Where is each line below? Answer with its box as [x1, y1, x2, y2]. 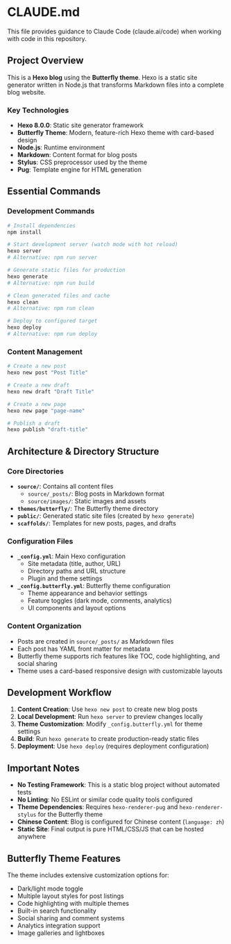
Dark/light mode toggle [17, 884, 84, 893]
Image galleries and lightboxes [17, 929, 105, 937]
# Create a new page [7, 400, 67, 407]
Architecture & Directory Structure [7, 446, 160, 457]
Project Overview [7, 55, 84, 67]
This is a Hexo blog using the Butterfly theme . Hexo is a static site [7, 73, 198, 81]
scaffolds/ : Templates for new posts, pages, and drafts [17, 519, 177, 527]
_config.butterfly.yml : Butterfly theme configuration [17, 582, 171, 590]
